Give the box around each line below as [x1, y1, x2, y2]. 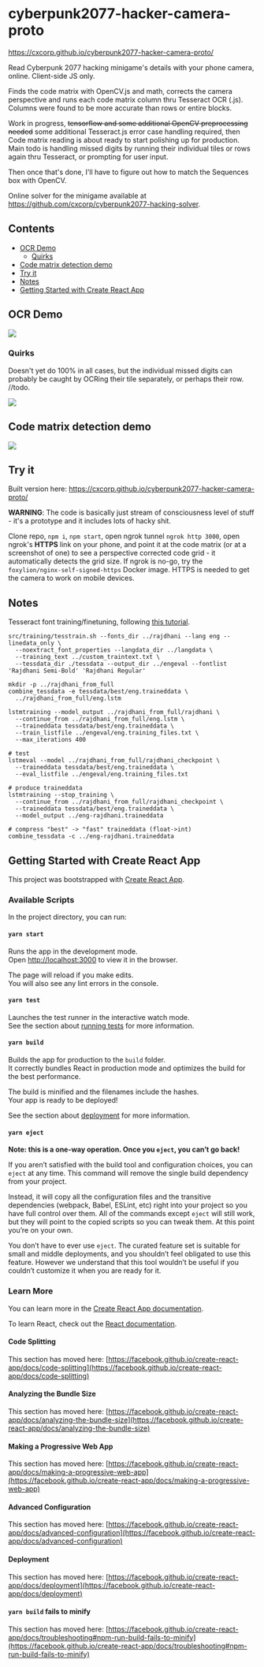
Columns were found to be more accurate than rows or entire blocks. [8, 103, 232, 113]
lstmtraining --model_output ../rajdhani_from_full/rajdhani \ [8, 709, 221, 716]
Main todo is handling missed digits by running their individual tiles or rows [8, 143, 251, 153]
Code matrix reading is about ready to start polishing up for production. [8, 135, 240, 144]
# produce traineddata [8, 784, 83, 792]
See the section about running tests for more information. [8, 1021, 195, 1030]
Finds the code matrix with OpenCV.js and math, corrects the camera [8, 86, 232, 95]
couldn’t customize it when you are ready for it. [8, 1266, 162, 1275]
